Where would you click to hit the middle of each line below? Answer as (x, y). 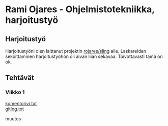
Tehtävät (20, 78)
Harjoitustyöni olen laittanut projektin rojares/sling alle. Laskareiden (76, 51)
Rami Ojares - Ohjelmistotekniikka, (80, 9)
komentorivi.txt (21, 103)
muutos (13, 118)
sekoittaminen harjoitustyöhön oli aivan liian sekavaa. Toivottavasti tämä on (84, 56)
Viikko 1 (15, 92)
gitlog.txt (15, 109)
